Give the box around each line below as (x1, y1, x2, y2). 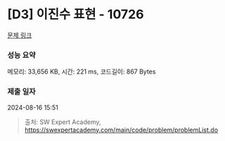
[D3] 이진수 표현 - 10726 (7, 6, 144, 22)
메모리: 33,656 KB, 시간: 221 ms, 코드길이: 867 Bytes (7, 67, 156, 76)
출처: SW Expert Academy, (24, 117, 101, 126)
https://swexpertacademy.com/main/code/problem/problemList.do (24, 126, 219, 134)
